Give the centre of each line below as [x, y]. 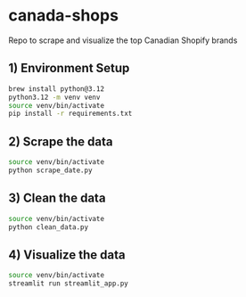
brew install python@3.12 [56, 89]
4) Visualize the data [67, 255]
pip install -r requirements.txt [70, 114]
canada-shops [64, 16]
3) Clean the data [57, 198]
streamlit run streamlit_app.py [68, 284]
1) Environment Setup [69, 68]
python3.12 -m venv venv [54, 97]
